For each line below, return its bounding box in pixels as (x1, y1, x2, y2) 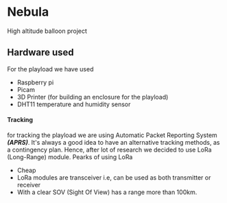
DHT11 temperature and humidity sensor (16, 100, 131, 108)
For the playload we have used (7, 64, 94, 73)
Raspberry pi (16, 78, 54, 86)
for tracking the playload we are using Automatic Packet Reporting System (7, 131, 217, 139)
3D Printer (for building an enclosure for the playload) (16, 93, 169, 101)
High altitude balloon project (7, 27, 88, 35)
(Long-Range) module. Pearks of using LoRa (7, 152, 133, 161)
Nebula (7, 4, 49, 20)
